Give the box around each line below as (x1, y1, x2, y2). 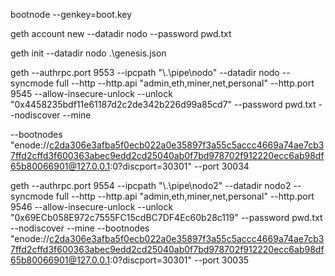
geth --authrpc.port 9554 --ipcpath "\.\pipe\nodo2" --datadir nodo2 (10, 180, 292, 191)
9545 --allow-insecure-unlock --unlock (10, 88, 173, 99)
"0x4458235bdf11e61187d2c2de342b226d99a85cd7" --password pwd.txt (10, 99, 317, 110)
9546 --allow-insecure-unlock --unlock (10, 201, 174, 213)
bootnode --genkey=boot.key (10, 9, 133, 20)
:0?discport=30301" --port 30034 (109, 160, 250, 172)
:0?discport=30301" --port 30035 (109, 254, 250, 266)
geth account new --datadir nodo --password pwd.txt (10, 28, 232, 39)
